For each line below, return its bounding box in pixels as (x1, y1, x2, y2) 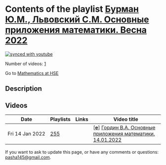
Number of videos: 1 (5, 61, 46, 66)
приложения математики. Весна (5, 25, 147, 35)
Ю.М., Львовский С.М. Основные (5, 14, 149, 25)
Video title (113, 116, 138, 123)
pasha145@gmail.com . (5, 154, 51, 161)
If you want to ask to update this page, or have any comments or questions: (5, 149, 159, 155)
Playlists (50, 116, 71, 123)
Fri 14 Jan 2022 (7, 131, 45, 137)
